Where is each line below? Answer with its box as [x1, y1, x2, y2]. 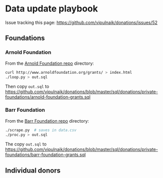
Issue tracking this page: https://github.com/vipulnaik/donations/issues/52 [5, 19, 158, 25]
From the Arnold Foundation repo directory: [5, 60, 94, 66]
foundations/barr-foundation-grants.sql [5, 152, 86, 158]
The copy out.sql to [5, 141, 47, 147]
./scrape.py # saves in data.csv [5, 128, 77, 133]
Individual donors [5, 166, 61, 175]
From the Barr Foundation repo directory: [5, 118, 89, 124]
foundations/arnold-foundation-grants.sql [5, 94, 91, 100]
